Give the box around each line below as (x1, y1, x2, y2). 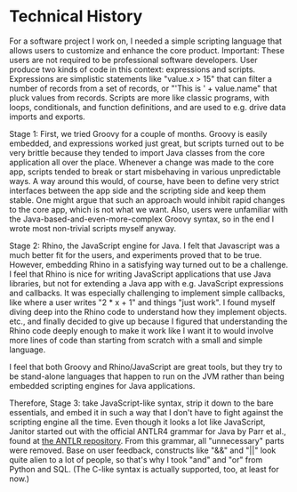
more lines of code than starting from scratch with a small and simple (9, 335, 263, 345)
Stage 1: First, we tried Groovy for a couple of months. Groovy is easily (9, 128, 268, 139)
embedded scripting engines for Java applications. (9, 380, 196, 391)
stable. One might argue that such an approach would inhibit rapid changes (9, 194, 285, 206)
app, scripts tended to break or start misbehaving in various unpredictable (9, 166, 282, 177)
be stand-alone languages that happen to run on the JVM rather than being (9, 371, 285, 382)
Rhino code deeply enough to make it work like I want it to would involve (9, 325, 274, 335)
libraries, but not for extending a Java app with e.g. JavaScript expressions (9, 278, 285, 288)
